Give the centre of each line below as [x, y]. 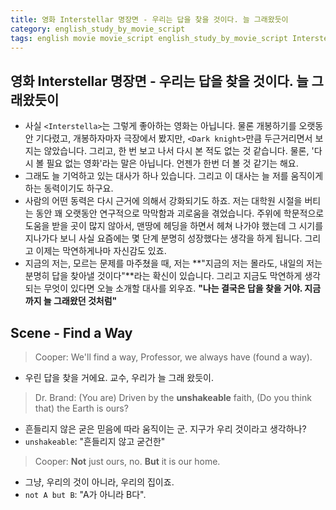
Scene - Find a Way [71, 332]
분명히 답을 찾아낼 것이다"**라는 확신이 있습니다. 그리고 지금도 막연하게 [163, 276]
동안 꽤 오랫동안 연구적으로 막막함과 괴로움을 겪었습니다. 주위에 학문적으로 [180, 213]
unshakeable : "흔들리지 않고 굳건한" [95, 441]
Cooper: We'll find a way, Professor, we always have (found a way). [173, 357]
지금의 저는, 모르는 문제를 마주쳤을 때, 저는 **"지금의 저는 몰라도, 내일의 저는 [173, 263]
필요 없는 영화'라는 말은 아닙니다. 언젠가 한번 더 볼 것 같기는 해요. [172, 163]
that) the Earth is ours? [81, 408]
